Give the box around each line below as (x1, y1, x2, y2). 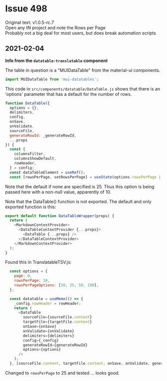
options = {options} (23, 347, 61, 352)
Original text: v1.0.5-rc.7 (5, 19, 54, 25)
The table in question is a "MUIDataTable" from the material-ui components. (5, 67, 161, 73)
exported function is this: (5, 204, 56, 210)
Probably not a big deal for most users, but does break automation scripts (5, 30, 157, 36)
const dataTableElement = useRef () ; (9, 170, 85, 175)
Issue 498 (5, 3, 48, 14)
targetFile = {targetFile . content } (23, 319, 92, 324)
